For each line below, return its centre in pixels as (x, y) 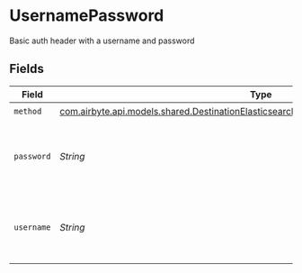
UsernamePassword (87, 16)
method (28, 112)
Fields (27, 69)
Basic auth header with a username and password (102, 41)
